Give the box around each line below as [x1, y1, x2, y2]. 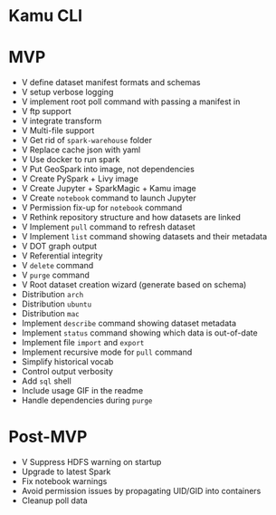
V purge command [21, 269, 90, 281]
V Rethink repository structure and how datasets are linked [21, 212, 241, 223]
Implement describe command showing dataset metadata [21, 318, 237, 329]
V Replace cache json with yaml [21, 144, 141, 155]
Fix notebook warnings [21, 476, 108, 487]
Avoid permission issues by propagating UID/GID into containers [21, 486, 262, 497]
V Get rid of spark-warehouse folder [21, 135, 153, 146]
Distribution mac [21, 308, 80, 319]
